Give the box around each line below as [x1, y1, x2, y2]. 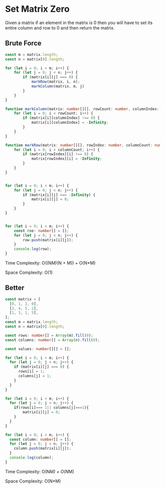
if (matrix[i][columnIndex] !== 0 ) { [23, 115, 100, 121]
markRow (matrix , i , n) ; [31, 80, 80, 84]
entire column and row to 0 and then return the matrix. [5, 25, 115, 30]
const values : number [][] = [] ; [5, 346, 71, 352]
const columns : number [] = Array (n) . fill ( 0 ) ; [5, 337, 100, 342]
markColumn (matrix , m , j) [31, 84, 84, 89]
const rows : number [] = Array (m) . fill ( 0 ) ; [5, 333, 93, 338]
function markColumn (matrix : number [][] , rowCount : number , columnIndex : [5, 107, 160, 111]
